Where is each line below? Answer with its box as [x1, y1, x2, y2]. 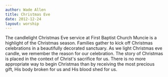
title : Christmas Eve [5, 12, 51, 17]
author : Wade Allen [5, 7, 46, 12]
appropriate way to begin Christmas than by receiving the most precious [5, 61, 155, 67]
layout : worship [5, 21, 39, 26]
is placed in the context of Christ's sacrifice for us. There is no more [5, 56, 146, 62]
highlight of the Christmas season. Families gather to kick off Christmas [5, 40, 153, 46]
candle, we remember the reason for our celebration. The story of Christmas [5, 51, 163, 57]
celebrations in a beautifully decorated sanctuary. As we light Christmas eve [5, 45, 163, 51]
